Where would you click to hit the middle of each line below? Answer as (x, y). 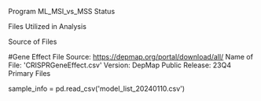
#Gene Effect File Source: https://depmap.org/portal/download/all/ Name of (131, 57)
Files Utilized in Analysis (47, 26)
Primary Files (29, 73)
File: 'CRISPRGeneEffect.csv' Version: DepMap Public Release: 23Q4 (120, 65)
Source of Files (33, 41)
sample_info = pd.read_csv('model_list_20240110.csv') (97, 88)
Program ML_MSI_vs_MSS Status (62, 11)
